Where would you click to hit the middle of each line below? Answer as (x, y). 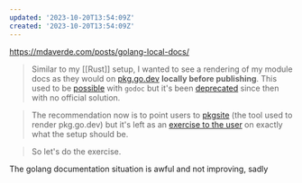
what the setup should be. (80, 134)
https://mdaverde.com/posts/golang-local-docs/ (100, 51)
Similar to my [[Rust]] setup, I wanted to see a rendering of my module (162, 69)
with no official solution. (76, 97)
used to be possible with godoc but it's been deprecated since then (155, 88)
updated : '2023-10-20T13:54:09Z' (72, 17)
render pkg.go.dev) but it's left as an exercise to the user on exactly (157, 124)
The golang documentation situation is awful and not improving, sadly (139, 169)
